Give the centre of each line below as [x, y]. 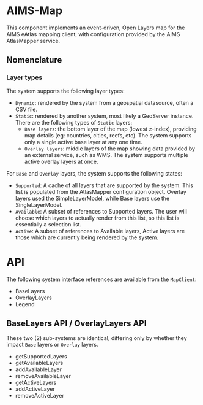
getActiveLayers [36, 383]
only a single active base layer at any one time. [83, 142]
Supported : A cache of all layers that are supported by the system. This [104, 185]
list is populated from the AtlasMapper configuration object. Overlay [101, 191]
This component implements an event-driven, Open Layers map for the [96, 28]
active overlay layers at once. [61, 161]
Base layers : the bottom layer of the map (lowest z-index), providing [110, 129]
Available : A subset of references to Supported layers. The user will [101, 211]
